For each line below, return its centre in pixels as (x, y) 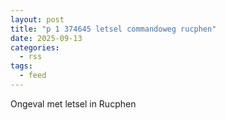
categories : (35, 47)
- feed (33, 76)
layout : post (37, 19)
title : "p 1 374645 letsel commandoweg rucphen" (113, 29)
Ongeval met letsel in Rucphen (73, 103)
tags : (21, 66)
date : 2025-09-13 (46, 38)
